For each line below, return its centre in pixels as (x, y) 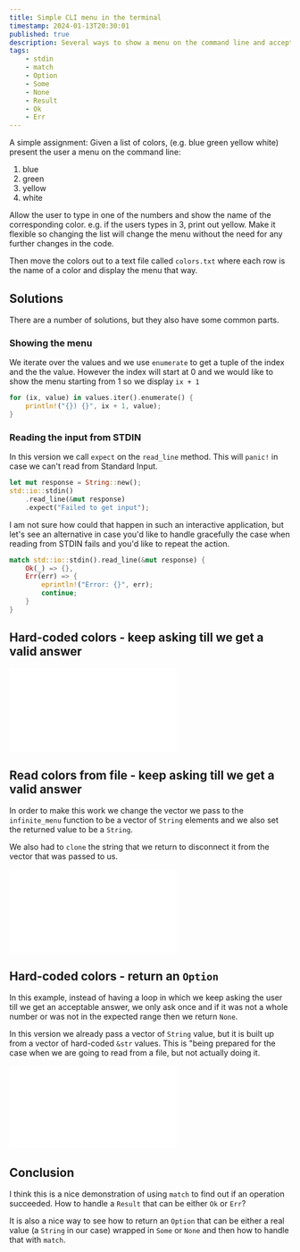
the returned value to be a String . (71, 830)
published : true (39, 34)
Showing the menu (51, 343)
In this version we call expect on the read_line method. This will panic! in (144, 457)
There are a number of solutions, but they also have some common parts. (144, 320)
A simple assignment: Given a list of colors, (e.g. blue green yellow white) (144, 143)
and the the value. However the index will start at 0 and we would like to (142, 372)
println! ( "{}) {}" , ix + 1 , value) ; (94, 406)
